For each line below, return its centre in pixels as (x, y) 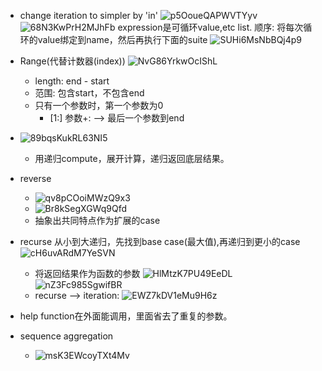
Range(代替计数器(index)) (72, 61)
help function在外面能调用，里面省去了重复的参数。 (126, 316)
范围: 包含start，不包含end (89, 93)
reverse (35, 178)
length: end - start (72, 81)
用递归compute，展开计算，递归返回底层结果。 (132, 158)
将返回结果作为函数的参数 (87, 273)
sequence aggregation (66, 336)
